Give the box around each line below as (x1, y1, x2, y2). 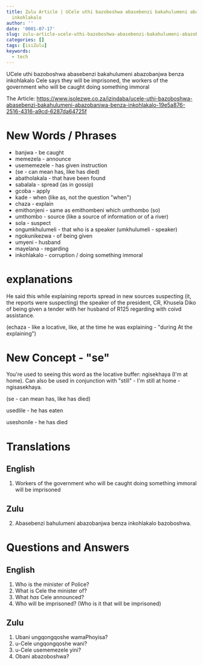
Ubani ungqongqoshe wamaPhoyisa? (14, 634, 108, 641)
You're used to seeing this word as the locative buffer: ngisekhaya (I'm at (6, 371, 188, 378)
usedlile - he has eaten (6, 407, 63, 414)
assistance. (6, 311, 35, 319)
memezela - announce (14, 155, 71, 162)
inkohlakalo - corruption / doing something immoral (14, 251, 143, 258)
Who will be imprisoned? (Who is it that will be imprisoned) (14, 600, 161, 607)
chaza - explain (14, 200, 54, 207)
